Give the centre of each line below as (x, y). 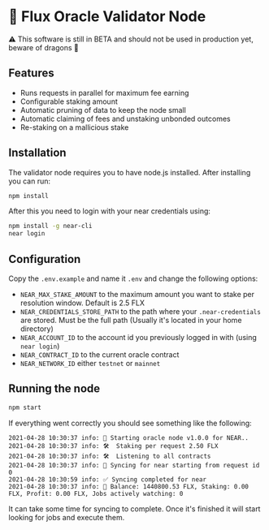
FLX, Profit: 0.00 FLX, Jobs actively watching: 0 (96, 493)
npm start (25, 407)
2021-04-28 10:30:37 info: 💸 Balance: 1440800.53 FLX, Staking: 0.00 (129, 486)
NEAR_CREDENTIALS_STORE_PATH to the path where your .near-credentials (141, 311)
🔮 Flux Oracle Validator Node (107, 17)
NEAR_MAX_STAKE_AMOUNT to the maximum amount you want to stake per (137, 294)
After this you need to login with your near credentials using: (110, 211)
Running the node (54, 389)
